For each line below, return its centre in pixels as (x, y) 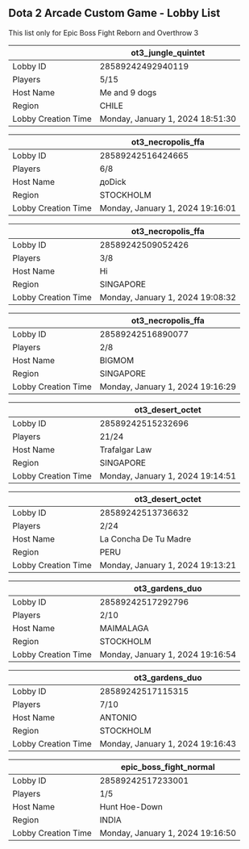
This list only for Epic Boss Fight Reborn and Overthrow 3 (104, 32)
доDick (113, 182)
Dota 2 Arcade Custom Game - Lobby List (114, 13)
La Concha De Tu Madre (145, 538)
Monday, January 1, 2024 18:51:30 (168, 119)
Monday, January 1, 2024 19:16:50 (168, 833)
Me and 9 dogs (128, 92)
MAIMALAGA (124, 628)
